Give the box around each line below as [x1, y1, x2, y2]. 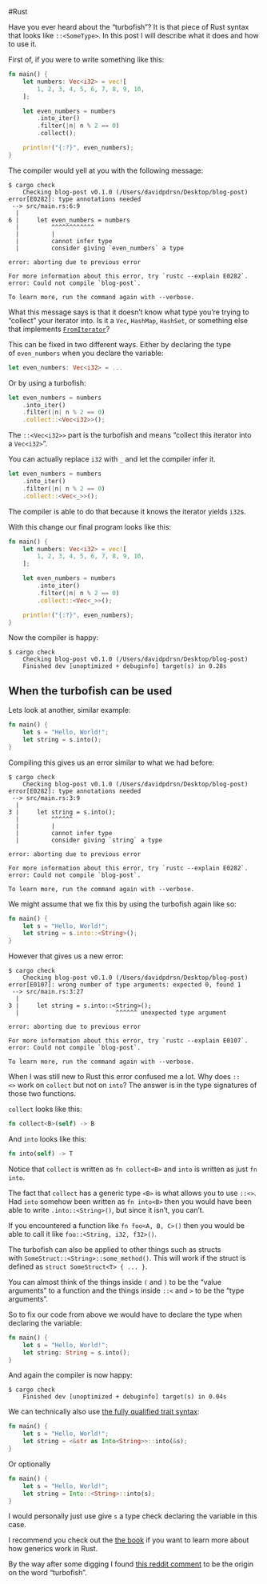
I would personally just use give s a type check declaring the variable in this [8, 1511, 257, 1521]
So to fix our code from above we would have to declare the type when [8, 1310, 242, 1319]
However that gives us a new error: [8, 951, 124, 961]
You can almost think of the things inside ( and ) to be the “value [8, 1277, 222, 1286]
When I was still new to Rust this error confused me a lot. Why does [8, 1072, 232, 1082]
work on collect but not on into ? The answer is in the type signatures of [17, 1080, 257, 1090]
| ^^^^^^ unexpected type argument [15, 1009, 227, 1017]
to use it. [8, 39, 38, 49]
